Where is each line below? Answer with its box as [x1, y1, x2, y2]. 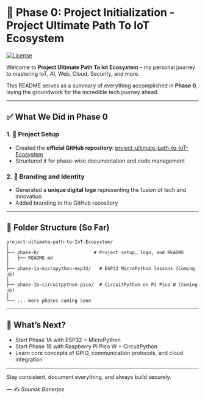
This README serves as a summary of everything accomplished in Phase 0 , [6, 82, 198, 89]
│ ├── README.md [6, 255, 53, 261]
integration [15, 356, 43, 363]
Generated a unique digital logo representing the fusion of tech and [15, 186, 187, 193]
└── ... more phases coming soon [6, 298, 92, 304]
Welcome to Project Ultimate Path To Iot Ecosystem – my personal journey [6, 64, 196, 71]
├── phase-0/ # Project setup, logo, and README [6, 249, 184, 255]
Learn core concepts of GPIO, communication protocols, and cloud [15, 349, 184, 356]
